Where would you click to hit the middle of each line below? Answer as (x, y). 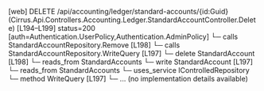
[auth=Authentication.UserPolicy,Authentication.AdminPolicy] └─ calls (123, 36)
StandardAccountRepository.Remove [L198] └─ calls (94, 45)
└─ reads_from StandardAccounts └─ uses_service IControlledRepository (129, 70)
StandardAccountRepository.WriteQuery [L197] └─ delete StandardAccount (132, 53)
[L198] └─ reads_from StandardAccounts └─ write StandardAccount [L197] (130, 62)
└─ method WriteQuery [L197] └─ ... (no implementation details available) (128, 79)
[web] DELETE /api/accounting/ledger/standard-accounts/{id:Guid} (118, 11)
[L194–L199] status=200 (56, 28)
